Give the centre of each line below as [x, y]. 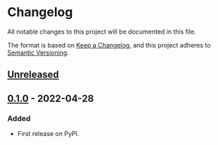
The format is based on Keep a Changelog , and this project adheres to [109, 45]
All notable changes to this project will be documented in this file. [102, 32]
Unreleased [33, 75]
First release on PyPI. [48, 134]
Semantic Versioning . [38, 53]
